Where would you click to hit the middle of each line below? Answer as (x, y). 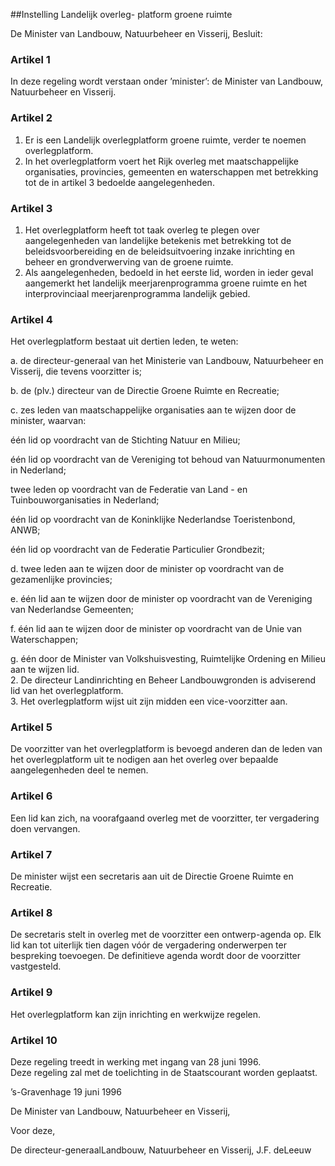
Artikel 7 (31, 854)
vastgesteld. (36, 966)
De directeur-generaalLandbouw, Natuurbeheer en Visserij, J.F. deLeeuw (161, 1150)
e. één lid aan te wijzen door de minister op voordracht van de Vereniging (161, 599)
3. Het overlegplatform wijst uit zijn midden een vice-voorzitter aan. (149, 701)
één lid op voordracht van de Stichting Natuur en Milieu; (125, 440)
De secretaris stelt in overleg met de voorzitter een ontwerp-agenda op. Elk (166, 935)
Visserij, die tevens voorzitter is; (76, 371)
